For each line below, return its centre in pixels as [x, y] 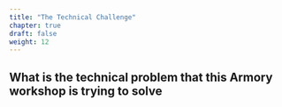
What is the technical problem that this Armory [141, 77]
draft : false [33, 33]
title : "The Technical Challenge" [73, 17]
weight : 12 [29, 42]
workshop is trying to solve [86, 91]
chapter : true [35, 25]
